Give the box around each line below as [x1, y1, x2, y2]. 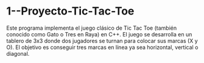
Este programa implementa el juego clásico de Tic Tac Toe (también [6, 24, 177, 31]
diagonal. [6, 50, 30, 57]
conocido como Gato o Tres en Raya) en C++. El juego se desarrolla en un [6, 30, 192, 38]
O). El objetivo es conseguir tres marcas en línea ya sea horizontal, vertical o [6, 44, 199, 51]
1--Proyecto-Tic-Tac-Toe [6, 4, 135, 18]
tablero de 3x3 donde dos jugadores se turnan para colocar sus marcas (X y [6, 37, 198, 44]
